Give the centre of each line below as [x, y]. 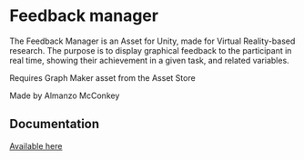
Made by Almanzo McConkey [65, 95]
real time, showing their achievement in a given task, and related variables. [149, 60]
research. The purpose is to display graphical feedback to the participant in [151, 50]
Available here [36, 145]
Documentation [55, 124]
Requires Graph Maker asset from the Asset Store [102, 77]
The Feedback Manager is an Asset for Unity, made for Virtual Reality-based [152, 41]
